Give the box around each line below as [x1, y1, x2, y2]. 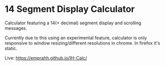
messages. [4, 25, 27, 31]
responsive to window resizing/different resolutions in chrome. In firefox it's [4, 40, 160, 46]
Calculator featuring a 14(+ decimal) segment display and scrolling [4, 20, 141, 26]
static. [4, 45, 17, 51]
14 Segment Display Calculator [4, 3, 135, 15]
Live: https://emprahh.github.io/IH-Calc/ [4, 55, 87, 61]
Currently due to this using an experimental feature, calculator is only [4, 35, 147, 41]
